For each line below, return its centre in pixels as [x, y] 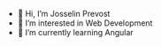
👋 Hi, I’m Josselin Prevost [64, 14]
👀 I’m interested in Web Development [85, 23]
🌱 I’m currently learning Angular [76, 32]
